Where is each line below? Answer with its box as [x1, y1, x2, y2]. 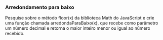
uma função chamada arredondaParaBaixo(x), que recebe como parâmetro [5, 20, 159, 26]
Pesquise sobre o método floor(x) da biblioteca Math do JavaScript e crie [5, 15, 155, 21]
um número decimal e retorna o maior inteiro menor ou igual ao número [5, 25, 151, 31]
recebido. [5, 31, 25, 37]
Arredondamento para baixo [5, 4, 75, 11]
